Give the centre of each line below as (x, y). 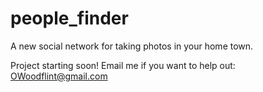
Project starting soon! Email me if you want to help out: (123, 65)
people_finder (69, 18)
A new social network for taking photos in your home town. (132, 46)
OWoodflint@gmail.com (59, 76)
